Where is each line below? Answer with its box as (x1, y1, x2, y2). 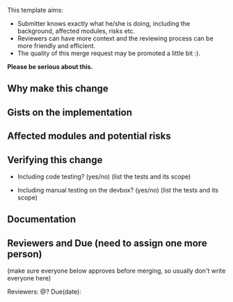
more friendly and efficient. (17, 42, 96, 50)
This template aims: (7, 6, 64, 14)
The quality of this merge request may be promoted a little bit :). (17, 49, 200, 57)
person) (7, 248, 42, 260)
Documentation (7, 213, 77, 225)
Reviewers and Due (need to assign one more (7, 237, 207, 249)
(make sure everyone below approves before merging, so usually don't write (7, 266, 226, 275)
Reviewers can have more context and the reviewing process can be (17, 34, 214, 43)
